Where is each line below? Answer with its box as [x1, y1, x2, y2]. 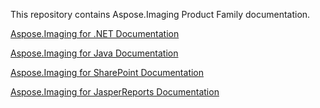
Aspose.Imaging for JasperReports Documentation [10, 86, 220, 98]
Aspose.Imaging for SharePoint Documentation [10, 67, 205, 78]
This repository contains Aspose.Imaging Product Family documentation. [10, 9, 311, 20]
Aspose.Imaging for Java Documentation [10, 47, 179, 59]
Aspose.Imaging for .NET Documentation [10, 28, 180, 39]
